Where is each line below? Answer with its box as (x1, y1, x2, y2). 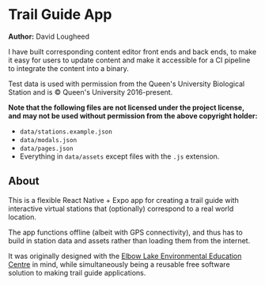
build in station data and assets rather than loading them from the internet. (8, 235, 251, 246)
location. (8, 212, 37, 222)
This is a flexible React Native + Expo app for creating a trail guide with (8, 195, 239, 204)
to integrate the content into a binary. (8, 63, 129, 73)
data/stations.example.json (19, 128, 112, 136)
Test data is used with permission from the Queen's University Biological (8, 79, 245, 88)
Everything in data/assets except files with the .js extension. (19, 152, 220, 161)
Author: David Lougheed (8, 32, 89, 41)
